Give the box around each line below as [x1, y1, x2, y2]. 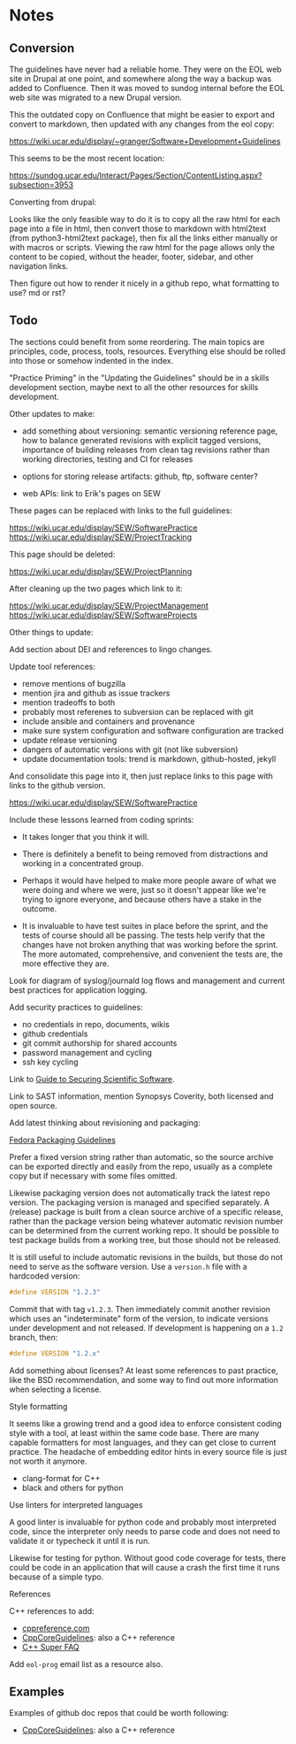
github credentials [21, 1028, 88, 1039]
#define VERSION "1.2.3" [9, 1287, 101, 1296]
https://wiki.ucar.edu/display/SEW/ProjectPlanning [9, 565, 193, 576]
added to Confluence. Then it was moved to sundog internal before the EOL [9, 83, 285, 93]
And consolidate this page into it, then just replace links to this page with [9, 771, 274, 781]
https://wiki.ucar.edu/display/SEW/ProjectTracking [9, 532, 193, 542]
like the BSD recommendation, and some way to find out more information [9, 1374, 278, 1385]
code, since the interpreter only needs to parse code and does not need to [9, 1525, 281, 1536]
